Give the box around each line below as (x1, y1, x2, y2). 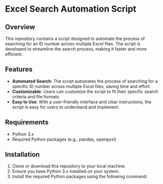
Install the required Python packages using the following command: (12, 174, 147, 180)
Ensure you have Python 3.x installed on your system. (12, 168, 120, 174)
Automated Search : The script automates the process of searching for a (12, 78, 158, 84)
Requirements (5, 118, 49, 127)
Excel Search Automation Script (5, 3, 137, 15)
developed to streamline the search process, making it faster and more (5, 46, 147, 52)
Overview (5, 23, 36, 31)
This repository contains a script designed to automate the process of (5, 36, 145, 41)
